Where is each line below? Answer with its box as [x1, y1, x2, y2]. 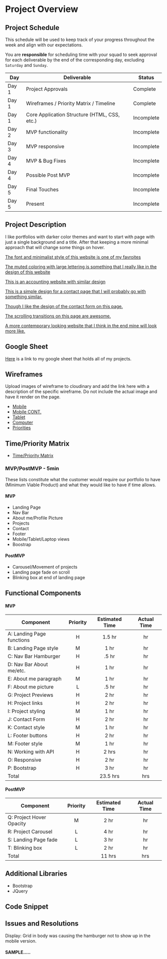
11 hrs [100, 852, 116, 859]
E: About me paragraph [7, 675, 62, 682]
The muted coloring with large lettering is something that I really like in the [5, 264, 157, 270]
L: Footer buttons [7, 732, 48, 739]
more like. [5, 328, 26, 334]
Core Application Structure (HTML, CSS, [26, 111, 120, 118]
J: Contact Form [7, 715, 46, 722]
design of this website [5, 269, 51, 275]
